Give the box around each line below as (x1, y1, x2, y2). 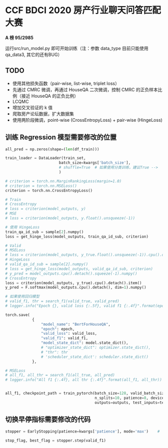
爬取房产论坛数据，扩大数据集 (12, 111, 74, 117)
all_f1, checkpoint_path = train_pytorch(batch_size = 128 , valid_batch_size (5, 391, 166, 396)
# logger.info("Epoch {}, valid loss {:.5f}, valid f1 (5, 304, 122, 309)
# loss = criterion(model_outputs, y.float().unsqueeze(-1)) (5, 216, 135, 221)
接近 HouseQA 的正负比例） (21, 93, 79, 99)
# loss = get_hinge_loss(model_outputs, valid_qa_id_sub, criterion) (5, 266, 153, 271)
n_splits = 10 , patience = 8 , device (94, 395, 164, 401)
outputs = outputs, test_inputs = (94, 400, 160, 405)
